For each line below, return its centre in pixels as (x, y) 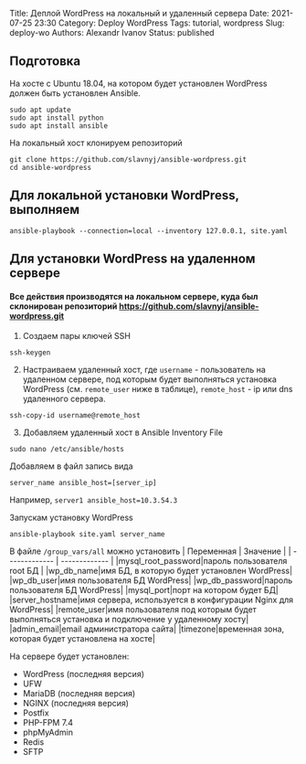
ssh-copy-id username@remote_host (75, 416)
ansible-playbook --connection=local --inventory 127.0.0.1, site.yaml (148, 231)
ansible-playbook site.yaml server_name (88, 535)
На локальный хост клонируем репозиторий (96, 143)
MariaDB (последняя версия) (79, 694)
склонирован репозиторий (63, 306)
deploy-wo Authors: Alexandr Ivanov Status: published (112, 32)
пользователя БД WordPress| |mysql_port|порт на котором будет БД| (144, 590)
